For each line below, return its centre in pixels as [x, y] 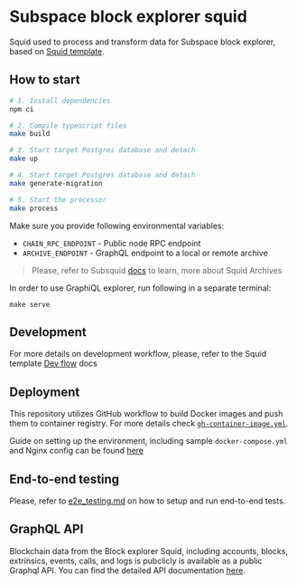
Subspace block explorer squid [129, 17]
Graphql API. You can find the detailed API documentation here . [127, 570]
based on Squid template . [57, 51]
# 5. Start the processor [58, 200]
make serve [30, 304]
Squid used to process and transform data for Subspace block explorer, [143, 42]
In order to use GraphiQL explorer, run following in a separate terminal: [140, 288]
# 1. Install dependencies [60, 101]
